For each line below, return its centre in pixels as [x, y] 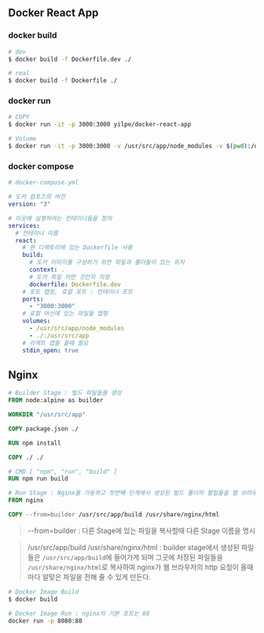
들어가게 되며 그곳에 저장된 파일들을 [169, 557]
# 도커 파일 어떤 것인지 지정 [69, 277]
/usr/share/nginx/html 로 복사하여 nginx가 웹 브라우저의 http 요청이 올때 [140, 567]
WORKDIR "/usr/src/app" [47, 415]
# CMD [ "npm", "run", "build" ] [63, 471]
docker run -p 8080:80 [45, 621]
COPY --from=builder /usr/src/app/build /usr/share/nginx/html [114, 515]
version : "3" [29, 204]
